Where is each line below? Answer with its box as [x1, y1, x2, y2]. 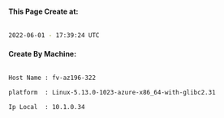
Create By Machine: [8, 48, 77, 58]
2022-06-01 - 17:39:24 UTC [8, 32, 100, 40]
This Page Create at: [8, 6, 79, 16]
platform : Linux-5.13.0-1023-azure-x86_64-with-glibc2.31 [8, 89, 217, 97]
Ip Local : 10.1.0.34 [8, 103, 85, 112]
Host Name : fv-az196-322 [8, 74, 96, 82]
